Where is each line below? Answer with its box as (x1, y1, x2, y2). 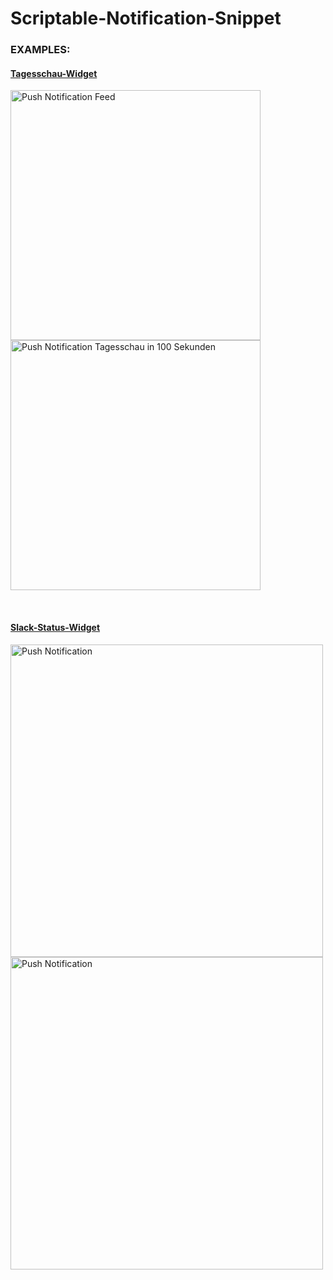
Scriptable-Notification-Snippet (10, 7, 282, 30)
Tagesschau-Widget (10, 67, 98, 79)
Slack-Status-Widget (10, 621, 101, 633)
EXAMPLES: (10, 43, 71, 57)
